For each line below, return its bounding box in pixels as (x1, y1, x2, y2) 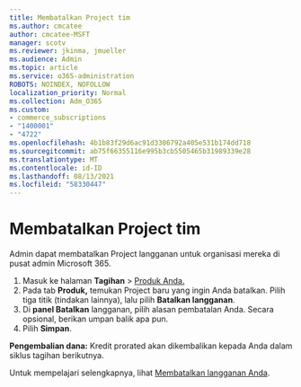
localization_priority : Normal (9, 88, 127, 97)
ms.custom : (9, 105, 50, 114)
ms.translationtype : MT (9, 154, 99, 164)
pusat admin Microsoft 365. (9, 258, 111, 269)
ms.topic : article (9, 64, 78, 73)
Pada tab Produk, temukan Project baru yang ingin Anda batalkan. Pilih (22, 285, 286, 296)
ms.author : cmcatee (9, 22, 83, 31)
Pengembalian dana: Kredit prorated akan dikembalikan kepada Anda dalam (9, 340, 293, 351)
